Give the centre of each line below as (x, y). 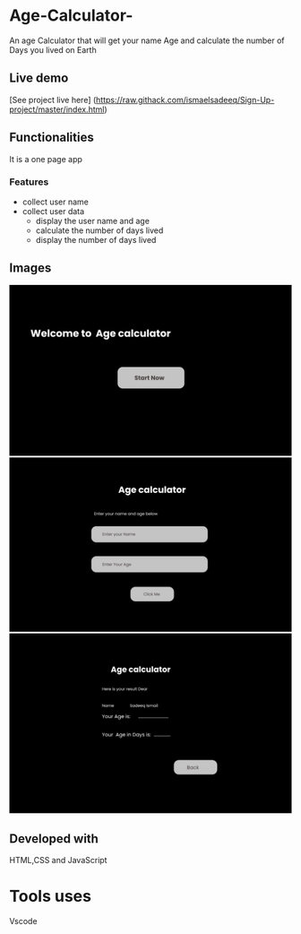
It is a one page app (46, 159)
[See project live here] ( (53, 99)
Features (29, 182)
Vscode (23, 921)
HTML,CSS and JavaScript (58, 860)
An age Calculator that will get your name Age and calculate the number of (147, 40)
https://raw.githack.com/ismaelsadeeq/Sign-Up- (185, 99)
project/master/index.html (57, 109)
